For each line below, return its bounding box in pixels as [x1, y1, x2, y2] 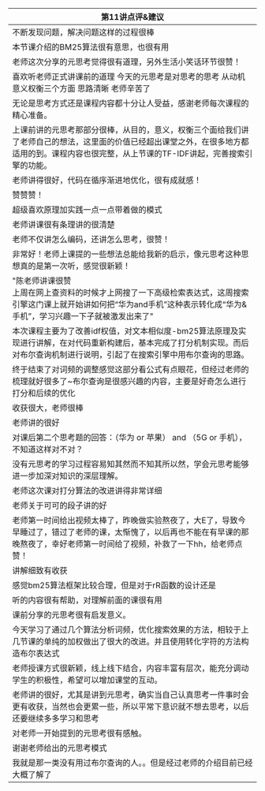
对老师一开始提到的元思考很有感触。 [12, 728, 147, 738]
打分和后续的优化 [12, 388, 77, 398]
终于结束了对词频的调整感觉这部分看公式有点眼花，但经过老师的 [12, 364, 250, 375]
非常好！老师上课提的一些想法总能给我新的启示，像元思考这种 [12, 248, 242, 259]
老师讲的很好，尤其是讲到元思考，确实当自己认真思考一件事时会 [12, 689, 250, 700]
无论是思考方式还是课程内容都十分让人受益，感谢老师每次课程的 [12, 98, 250, 109]
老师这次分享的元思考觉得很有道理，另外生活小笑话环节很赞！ [12, 57, 242, 67]
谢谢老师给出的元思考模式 [12, 743, 108, 753]
